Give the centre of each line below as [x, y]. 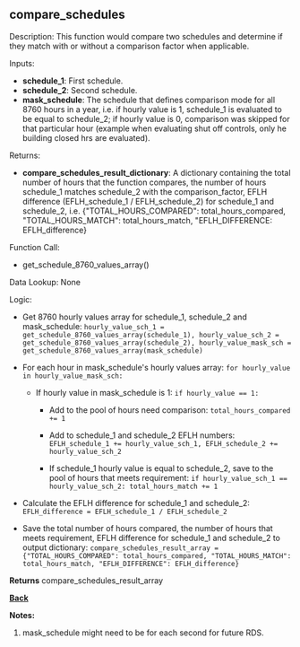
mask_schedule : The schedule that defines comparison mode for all [149, 100]
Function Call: [34, 247]
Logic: [21, 299]
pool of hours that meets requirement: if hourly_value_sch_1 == [168, 477]
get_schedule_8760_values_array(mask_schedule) [112, 350]
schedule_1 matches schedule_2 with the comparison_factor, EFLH [145, 191]
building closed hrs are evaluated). [86, 137]
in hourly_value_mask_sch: [73, 376]
